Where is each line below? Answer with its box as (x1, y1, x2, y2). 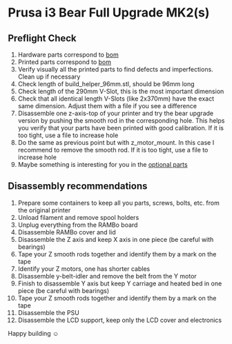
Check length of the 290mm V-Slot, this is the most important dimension (17, 88, 224, 95)
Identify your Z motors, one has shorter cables (17, 264, 151, 273)
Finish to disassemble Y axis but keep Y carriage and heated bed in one (17, 279, 222, 287)
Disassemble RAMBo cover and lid (17, 227, 116, 236)
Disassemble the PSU (17, 308, 80, 316)
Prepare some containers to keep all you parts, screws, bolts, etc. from (17, 199, 220, 207)
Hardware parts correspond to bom (17, 50, 119, 59)
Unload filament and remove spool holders (17, 213, 139, 221)
